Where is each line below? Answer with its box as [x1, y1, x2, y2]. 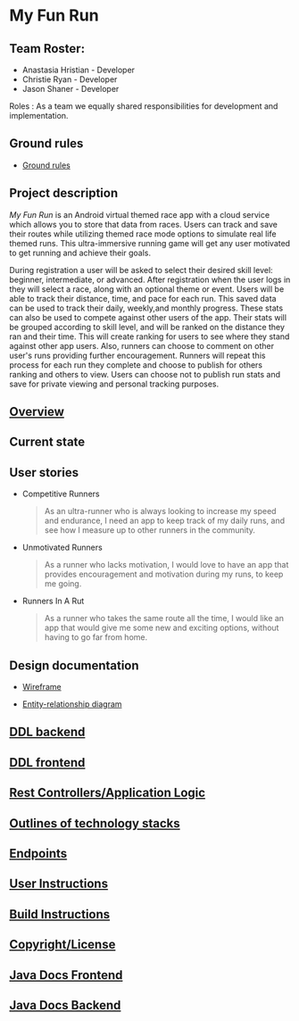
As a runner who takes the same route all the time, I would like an [44, 613, 284, 624]
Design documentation [9, 658, 140, 673]
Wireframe [21, 682, 62, 693]
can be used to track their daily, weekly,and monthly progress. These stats [9, 303, 284, 313]
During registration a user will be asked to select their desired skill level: [9, 264, 274, 275]
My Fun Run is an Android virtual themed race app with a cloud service [9, 209, 270, 220]
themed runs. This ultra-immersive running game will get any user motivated [9, 237, 291, 248]
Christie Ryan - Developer [21, 74, 118, 85]
